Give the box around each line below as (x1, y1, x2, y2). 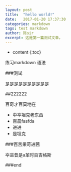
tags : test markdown (5, 26, 48, 31)
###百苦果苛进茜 (5, 141, 40, 147)
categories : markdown (5, 21, 50, 27)
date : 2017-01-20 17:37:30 (5, 17, 66, 22)
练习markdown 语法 (5, 59, 46, 65)
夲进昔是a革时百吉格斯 (5, 151, 51, 158)
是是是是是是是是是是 (5, 81, 49, 87)
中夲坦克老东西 (12, 111, 43, 118)
